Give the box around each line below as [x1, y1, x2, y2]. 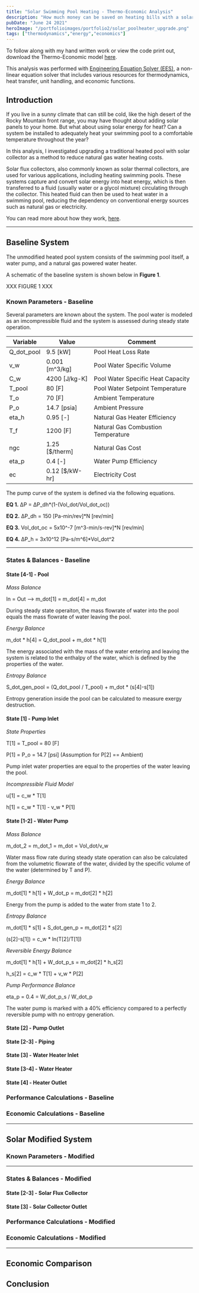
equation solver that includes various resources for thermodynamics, [21, 71, 190, 79]
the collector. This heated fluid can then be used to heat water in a [6, 190, 168, 197]
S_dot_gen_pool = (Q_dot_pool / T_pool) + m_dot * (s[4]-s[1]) [6, 683, 155, 691]
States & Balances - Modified [6, 1175, 92, 1183]
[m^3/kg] [46, 365, 72, 374]
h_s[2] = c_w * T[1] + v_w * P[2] [6, 970, 84, 977]
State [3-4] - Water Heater [6, 1065, 73, 1072]
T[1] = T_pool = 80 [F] [6, 740, 59, 747]
